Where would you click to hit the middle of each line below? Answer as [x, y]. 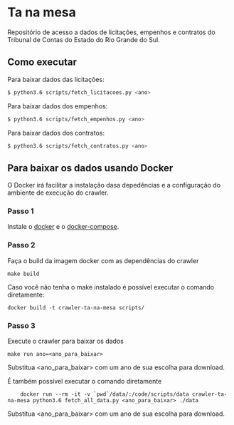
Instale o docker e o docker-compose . [63, 227]
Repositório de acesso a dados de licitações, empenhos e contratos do [111, 32]
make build [23, 274]
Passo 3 [21, 325]
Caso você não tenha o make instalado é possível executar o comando [111, 287]
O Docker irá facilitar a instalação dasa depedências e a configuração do [114, 185]
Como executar [42, 62]
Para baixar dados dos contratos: [56, 133]
